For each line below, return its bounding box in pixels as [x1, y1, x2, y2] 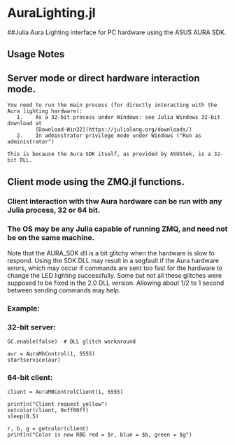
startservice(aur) [7, 356, 61, 363]
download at [7, 120, 42, 127]
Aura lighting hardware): [7, 108, 83, 115]
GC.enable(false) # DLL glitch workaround [7, 338, 136, 345]
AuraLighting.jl [7, 5, 96, 21]
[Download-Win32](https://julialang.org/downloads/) [35, 126, 192, 134]
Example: [7, 303, 40, 313]
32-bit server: [7, 322, 56, 332]
